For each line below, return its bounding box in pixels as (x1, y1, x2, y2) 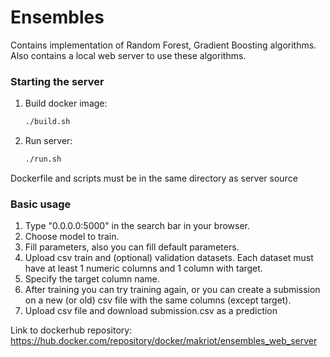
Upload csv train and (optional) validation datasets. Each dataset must (24, 252, 314, 264)
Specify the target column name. (24, 273, 160, 285)
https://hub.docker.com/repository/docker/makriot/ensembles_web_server (10, 335, 318, 347)
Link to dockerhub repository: (10, 324, 133, 336)
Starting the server (10, 74, 105, 88)
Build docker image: (24, 97, 108, 110)
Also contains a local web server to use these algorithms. (10, 49, 247, 61)
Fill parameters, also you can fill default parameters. (24, 241, 240, 253)
